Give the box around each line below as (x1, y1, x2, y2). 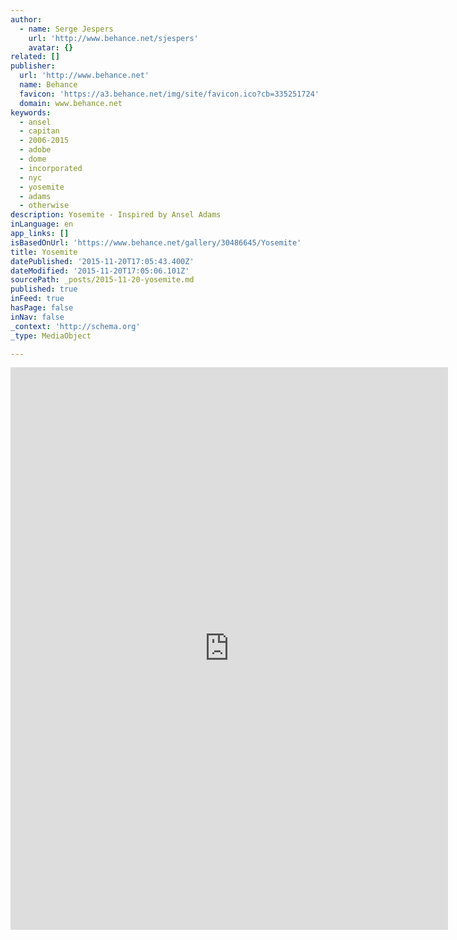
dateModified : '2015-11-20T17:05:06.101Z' (10, 266, 190, 276)
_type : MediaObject (10, 331, 92, 341)
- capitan (19, 126, 60, 136)
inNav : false (10, 312, 65, 322)
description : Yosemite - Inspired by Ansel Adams (10, 210, 222, 220)
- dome (19, 154, 47, 164)
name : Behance (19, 80, 78, 90)
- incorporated (19, 163, 83, 173)
